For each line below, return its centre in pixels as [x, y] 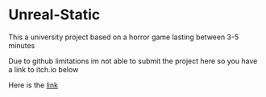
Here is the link [33, 85]
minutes [22, 45]
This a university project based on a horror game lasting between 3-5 [124, 37]
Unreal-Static [54, 15]
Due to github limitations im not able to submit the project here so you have [133, 61]
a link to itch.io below [44, 69]
